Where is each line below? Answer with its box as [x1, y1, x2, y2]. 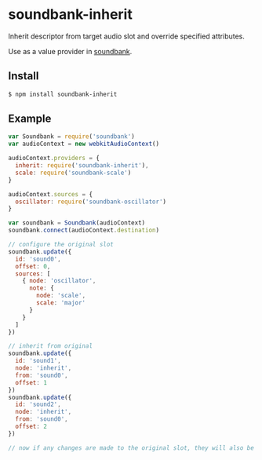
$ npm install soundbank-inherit [8, 90, 118, 98]
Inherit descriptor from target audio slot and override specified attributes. [8, 31, 246, 41]
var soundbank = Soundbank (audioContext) [8, 219, 146, 227]
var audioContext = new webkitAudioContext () [8, 140, 159, 148]
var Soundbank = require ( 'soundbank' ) [8, 133, 135, 141]
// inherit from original [8, 342, 93, 350]
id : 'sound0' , [15, 255, 61, 263]
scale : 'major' [36, 299, 86, 307]
